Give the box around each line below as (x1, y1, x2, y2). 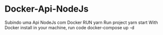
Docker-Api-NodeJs (4, 3, 89, 15)
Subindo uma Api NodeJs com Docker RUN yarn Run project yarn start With (4, 19, 158, 25)
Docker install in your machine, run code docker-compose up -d (4, 24, 135, 30)
